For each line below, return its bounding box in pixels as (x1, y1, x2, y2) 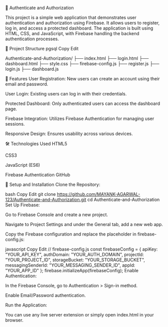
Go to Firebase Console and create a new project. (5, 211, 108, 217)
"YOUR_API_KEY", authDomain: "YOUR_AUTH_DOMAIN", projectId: (5, 252, 144, 257)
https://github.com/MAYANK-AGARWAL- (57, 191, 141, 197)
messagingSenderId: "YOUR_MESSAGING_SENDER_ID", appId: (5, 262, 136, 268)
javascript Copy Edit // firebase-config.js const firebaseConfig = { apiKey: (5, 246, 158, 252)
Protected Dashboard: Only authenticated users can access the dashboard (5, 100, 160, 106)
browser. (5, 317, 24, 323)
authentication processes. (5, 36, 59, 42)
